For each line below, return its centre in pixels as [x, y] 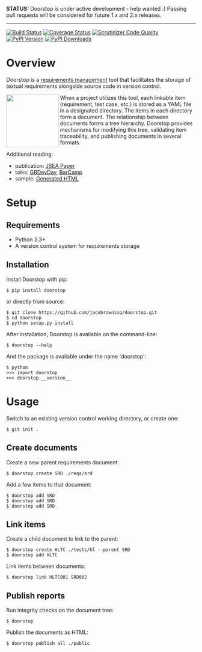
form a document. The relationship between [114, 117]
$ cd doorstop [24, 318]
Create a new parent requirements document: [63, 462]
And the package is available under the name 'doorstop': [76, 356]
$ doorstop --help [29, 345]
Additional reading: [30, 154]
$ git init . [23, 429]
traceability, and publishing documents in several [121, 136]
